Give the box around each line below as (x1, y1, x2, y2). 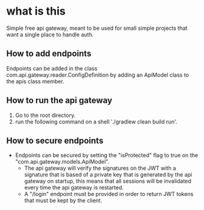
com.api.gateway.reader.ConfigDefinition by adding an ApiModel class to (6, 71, 189, 79)
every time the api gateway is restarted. (24, 184, 124, 191)
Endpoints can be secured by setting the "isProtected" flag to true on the (15, 152, 199, 159)
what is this (6, 4, 66, 18)
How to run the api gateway (6, 96, 113, 106)
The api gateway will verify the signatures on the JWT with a (24, 164, 177, 172)
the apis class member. (6, 77, 65, 85)
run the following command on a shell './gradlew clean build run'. (15, 117, 178, 125)
